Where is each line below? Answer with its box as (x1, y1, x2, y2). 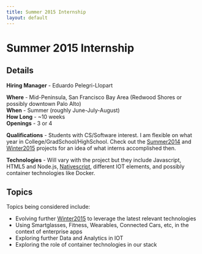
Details (6, 65, 34, 76)
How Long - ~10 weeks (6, 113, 65, 120)
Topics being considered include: (6, 203, 91, 211)
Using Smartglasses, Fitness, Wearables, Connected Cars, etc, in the (15, 222, 189, 229)
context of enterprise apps (15, 228, 83, 236)
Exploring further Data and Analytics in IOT (15, 234, 124, 242)
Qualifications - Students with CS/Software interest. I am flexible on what (6, 131, 192, 138)
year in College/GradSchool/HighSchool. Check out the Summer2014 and (6, 138, 192, 145)
